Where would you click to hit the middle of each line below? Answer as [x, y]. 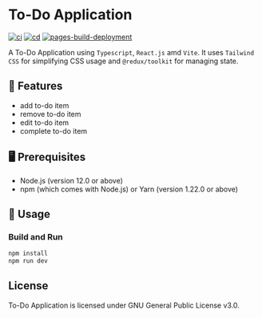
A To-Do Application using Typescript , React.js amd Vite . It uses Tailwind [131, 52]
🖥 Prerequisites [47, 157]
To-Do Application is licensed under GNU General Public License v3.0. [124, 305]
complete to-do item [54, 131]
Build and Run [36, 236]
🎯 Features [36, 86]
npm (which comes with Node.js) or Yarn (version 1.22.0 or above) [129, 189]
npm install [28, 254]
